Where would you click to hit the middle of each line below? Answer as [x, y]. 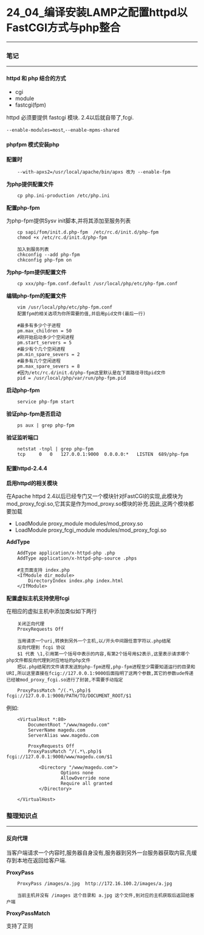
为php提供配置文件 [30, 184]
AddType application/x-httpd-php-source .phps [77, 558]
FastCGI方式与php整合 [63, 28]
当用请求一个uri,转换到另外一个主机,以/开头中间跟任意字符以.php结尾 [94, 641]
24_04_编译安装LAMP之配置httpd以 [97, 12]
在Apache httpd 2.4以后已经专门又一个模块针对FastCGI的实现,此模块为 [95, 496]
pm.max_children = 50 [44, 331]
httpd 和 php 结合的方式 [36, 78]
